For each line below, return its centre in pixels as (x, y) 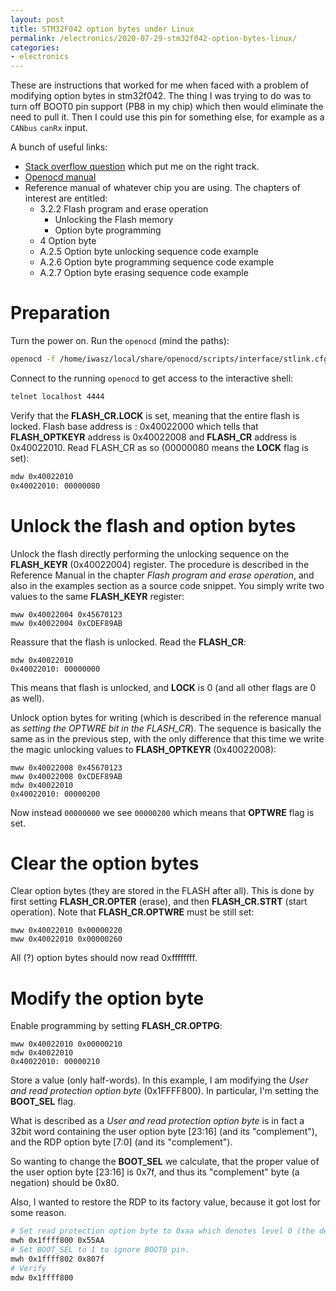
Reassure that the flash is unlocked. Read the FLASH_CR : (128, 642)
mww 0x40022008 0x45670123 (66, 767)
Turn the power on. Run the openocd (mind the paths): (120, 341)
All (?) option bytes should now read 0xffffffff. (104, 958)
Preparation (60, 313)
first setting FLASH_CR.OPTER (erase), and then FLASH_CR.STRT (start (159, 902)
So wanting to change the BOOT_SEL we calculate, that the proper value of (165, 1162)
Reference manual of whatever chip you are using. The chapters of (162, 188)
